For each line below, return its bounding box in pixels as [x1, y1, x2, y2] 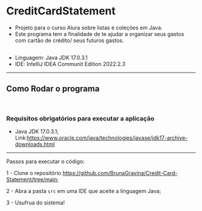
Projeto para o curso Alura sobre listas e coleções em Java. [14, 24, 163, 31]
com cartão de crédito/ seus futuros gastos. [14, 37, 124, 44]
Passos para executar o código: [6, 158, 85, 165]
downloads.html [14, 141, 55, 148]
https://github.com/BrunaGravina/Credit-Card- [62, 170, 178, 177]
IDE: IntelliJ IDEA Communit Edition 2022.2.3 [14, 61, 126, 68]
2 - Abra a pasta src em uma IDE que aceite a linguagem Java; [6, 188, 161, 195]
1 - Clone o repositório [6, 170, 61, 177]
